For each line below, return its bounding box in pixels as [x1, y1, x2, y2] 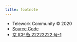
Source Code [12, 25, 39, 32]
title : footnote [5, 7, 38, 12]
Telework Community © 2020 [12, 21, 72, 26]
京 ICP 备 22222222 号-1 [12, 31, 62, 37]
